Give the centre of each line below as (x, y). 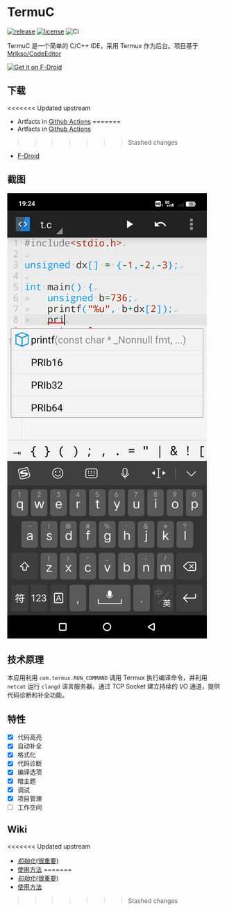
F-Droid (28, 156)
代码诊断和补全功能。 (37, 695)
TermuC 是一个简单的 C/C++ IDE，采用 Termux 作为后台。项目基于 (103, 45)
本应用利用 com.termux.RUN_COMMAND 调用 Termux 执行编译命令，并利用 (108, 678)
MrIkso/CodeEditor (34, 54)
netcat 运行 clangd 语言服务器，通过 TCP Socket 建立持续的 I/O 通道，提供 (114, 686)
